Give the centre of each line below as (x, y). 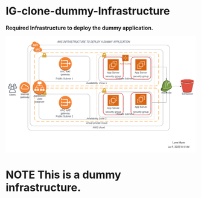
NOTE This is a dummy (63, 175)
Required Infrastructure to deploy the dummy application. (79, 28)
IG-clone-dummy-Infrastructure (88, 11)
